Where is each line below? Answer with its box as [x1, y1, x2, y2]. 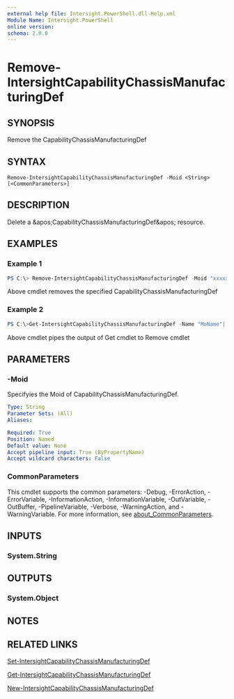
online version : [7, 23, 54, 30]
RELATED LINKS [7, 639, 78, 650]
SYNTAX [7, 156, 47, 167]
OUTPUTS [7, 573, 52, 585]
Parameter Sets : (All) [7, 410, 73, 417]
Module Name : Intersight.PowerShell [7, 17, 114, 24]
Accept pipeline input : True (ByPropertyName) [7, 449, 145, 456]
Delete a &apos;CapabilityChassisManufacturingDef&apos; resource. [7, 218, 205, 226]
